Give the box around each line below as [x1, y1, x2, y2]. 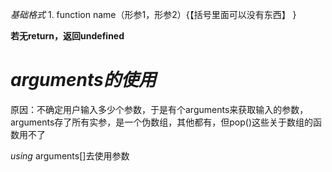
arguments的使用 [10, 69, 157, 92]
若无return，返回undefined [10, 30, 125, 42]
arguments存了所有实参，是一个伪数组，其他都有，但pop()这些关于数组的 [10, 116, 314, 128]
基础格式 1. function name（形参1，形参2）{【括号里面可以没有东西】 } [10, 9, 297, 20]
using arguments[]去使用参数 [10, 149, 130, 162]
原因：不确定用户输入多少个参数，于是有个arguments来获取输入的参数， [10, 103, 309, 115]
